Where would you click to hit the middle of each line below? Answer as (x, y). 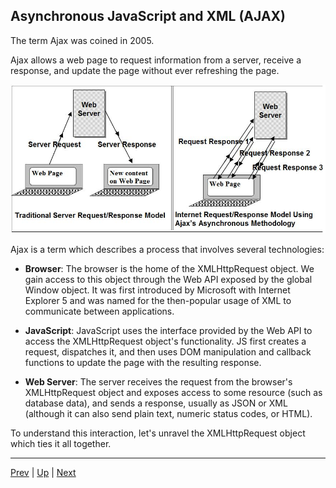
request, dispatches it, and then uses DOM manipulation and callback (168, 351)
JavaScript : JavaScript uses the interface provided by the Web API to (168, 330)
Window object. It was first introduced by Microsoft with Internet (157, 290)
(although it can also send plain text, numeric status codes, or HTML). (168, 413)
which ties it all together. (61, 443)
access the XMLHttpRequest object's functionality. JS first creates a (165, 341)
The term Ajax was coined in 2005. (82, 40)
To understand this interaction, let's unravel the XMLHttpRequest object (158, 433)
